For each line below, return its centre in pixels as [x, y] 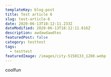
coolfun [13, 70]
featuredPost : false [27, 38]
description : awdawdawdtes [33, 33]
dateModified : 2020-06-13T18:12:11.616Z [48, 28]
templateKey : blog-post [30, 10]
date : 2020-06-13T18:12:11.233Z [39, 24]
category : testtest [25, 42]
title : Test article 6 [29, 14]
